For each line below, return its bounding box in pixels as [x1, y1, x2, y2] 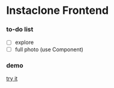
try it [6, 75, 18, 82]
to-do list [6, 25, 34, 34]
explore [14, 39, 34, 46]
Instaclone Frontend [6, 4, 109, 17]
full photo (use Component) [14, 46, 84, 53]
